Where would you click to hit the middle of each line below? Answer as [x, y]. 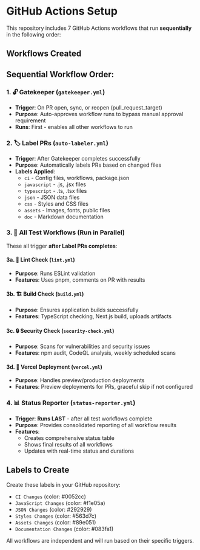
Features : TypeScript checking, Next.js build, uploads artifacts [93, 316]
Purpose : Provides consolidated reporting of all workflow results [96, 425]
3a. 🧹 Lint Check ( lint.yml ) [41, 260]
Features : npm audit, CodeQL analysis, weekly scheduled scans [95, 353]
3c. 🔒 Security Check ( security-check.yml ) [60, 330]
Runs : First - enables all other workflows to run [74, 127]
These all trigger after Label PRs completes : [62, 246]
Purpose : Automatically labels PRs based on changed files [88, 165]
